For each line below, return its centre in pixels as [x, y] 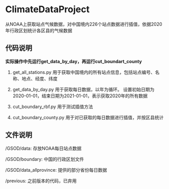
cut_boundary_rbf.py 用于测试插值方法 [53, 106]
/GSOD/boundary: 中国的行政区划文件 [45, 159]
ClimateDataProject [48, 9]
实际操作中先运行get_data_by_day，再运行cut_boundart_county [74, 61]
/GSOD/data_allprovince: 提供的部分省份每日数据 [56, 170]
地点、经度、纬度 [39, 78]
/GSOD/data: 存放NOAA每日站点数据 [43, 148]
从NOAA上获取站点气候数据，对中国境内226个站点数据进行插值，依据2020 [84, 24]
